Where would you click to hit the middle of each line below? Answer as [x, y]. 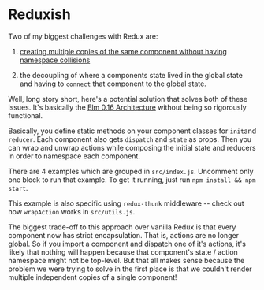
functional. [26, 115]
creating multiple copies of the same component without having [123, 51]
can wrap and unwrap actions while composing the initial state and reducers [132, 147]
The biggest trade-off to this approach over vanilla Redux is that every [122, 227]
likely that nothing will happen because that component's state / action [123, 252]
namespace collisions [55, 60]
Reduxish [39, 15]
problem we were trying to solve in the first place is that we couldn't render [130, 269]
